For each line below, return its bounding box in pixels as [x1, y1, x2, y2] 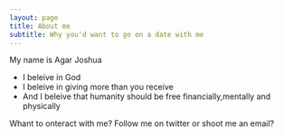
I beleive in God [22, 72, 81, 83]
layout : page [9, 13, 59, 23]
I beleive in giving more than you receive [22, 82, 174, 93]
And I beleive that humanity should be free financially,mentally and [22, 91, 271, 102]
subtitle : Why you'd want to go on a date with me [9, 30, 204, 39]
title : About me [9, 22, 71, 31]
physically [22, 101, 61, 112]
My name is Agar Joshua [9, 55, 102, 66]
